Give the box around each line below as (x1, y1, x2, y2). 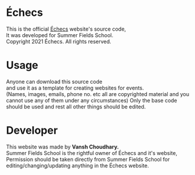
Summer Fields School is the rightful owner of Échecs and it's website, (6, 149, 178, 156)
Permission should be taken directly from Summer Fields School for (6, 156, 170, 163)
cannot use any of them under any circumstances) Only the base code (6, 97, 178, 104)
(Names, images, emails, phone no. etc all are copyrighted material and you (6, 90, 190, 97)
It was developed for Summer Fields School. (6, 31, 114, 38)
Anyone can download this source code (6, 78, 103, 85)
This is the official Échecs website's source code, (6, 25, 127, 32)
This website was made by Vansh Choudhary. (6, 143, 119, 150)
